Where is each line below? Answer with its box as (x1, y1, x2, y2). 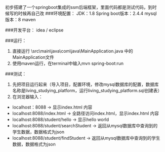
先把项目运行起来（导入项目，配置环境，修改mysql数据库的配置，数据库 (12, 81, 159, 87)
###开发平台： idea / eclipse (5, 27, 64, 33)
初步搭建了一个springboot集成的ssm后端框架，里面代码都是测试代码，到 (5, 4, 153, 10)
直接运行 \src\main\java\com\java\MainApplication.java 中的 (12, 48, 133, 54)
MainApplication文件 (12, 54, 54, 60)
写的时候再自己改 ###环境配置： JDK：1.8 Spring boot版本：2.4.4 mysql (9, 10, 157, 16)
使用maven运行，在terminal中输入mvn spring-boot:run (12, 61, 124, 66)
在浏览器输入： (12, 94, 43, 100)
